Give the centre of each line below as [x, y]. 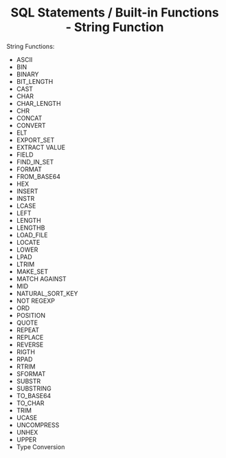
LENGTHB [31, 228]
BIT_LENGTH [35, 81]
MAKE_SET [32, 271]
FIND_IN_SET [35, 162]
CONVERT [31, 125]
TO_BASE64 [34, 395]
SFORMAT [31, 373]
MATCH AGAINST [41, 279]
